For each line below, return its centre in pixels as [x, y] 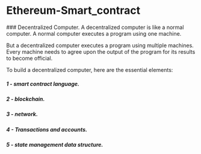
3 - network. [22, 114]
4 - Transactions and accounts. [47, 129]
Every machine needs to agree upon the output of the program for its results [101, 51]
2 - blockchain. [26, 99]
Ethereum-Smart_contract [73, 11]
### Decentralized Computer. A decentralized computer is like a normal [95, 27]
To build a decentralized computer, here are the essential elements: [90, 69]
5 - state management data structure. [55, 145]
